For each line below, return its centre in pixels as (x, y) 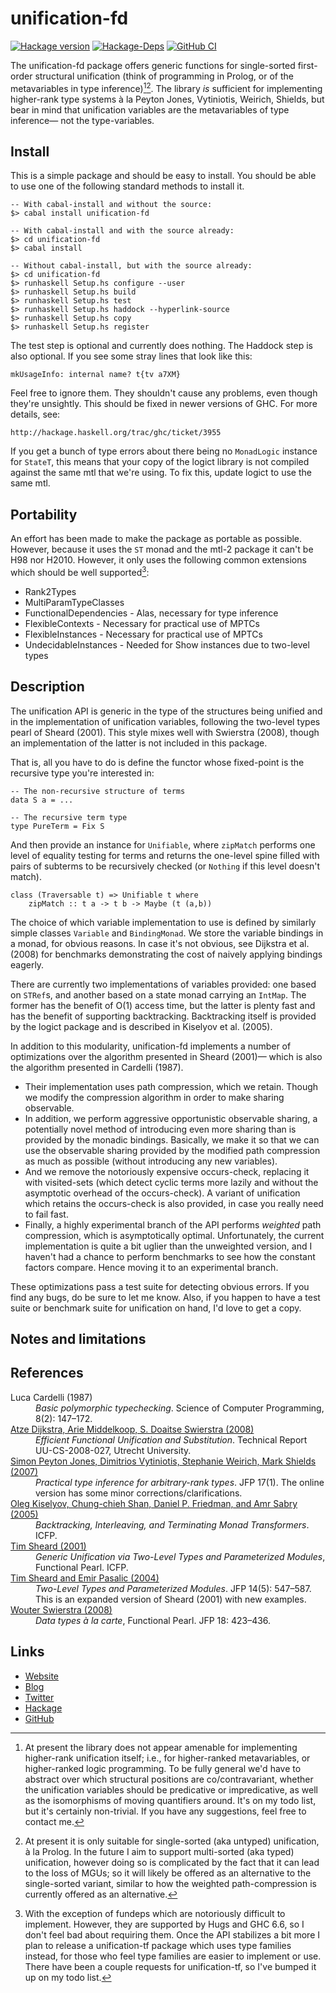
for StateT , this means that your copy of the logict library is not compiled (160, 462)
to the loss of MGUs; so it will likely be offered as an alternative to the (168, 1873)
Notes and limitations (78, 1339)
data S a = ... (42, 800)
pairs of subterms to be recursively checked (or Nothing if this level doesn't (165, 866)
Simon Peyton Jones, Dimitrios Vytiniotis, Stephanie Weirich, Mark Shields (163, 1461)
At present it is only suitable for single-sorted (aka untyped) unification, (172, 1841)
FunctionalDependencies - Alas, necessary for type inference (151, 613)
